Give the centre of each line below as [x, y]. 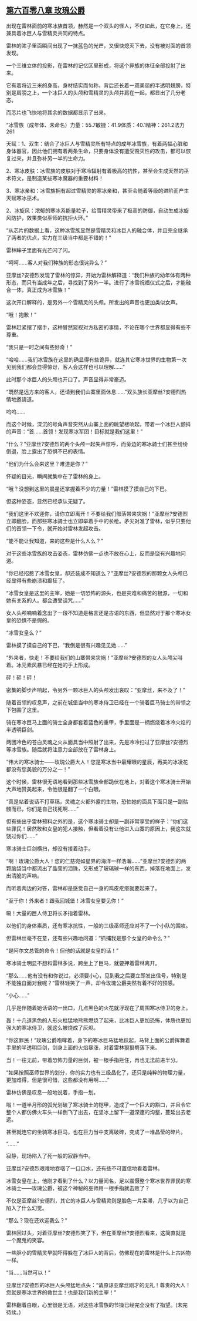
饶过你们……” [22, 836]
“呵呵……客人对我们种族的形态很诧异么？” [57, 263]
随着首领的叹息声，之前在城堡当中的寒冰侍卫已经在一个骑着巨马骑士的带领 [96, 702]
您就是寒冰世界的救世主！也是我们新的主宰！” [61, 1292]
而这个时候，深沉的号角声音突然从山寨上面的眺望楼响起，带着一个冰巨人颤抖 [98, 424]
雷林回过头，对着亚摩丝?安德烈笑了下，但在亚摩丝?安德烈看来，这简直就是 [96, 1233]
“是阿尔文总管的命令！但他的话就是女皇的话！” [62, 950]
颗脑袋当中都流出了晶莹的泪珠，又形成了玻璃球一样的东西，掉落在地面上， [96, 868]
